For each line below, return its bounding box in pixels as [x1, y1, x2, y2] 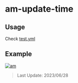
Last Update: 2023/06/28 [17, 72, 68, 78]
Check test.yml [5, 36, 36, 41]
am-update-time [5, 3, 74, 15]
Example [5, 50, 32, 58]
